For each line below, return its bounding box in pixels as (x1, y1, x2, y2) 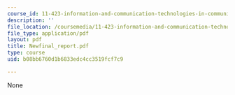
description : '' (7, 17, 55, 24)
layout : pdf (7, 36, 42, 43)
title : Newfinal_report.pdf (7, 43, 90, 50)
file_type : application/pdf (7, 29, 90, 37)
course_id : (7, 10, 39, 17)
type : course (7, 50, 45, 57)
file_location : (7, 23, 52, 30)
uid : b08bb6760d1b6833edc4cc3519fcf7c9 (7, 56, 124, 63)
